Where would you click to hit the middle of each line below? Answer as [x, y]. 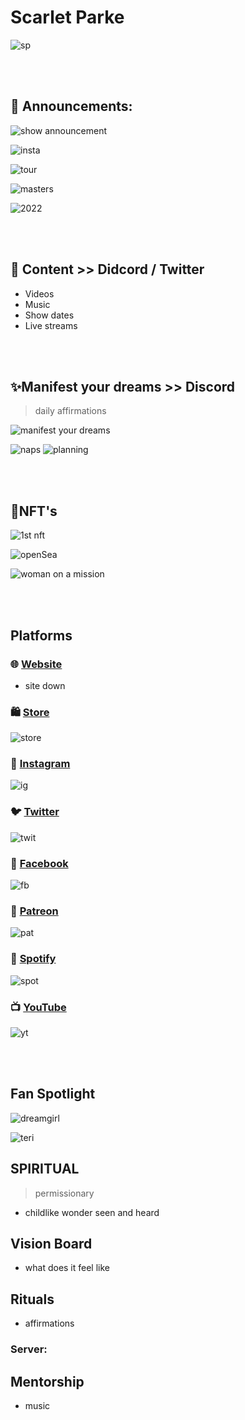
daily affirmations [70, 411]
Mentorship [47, 1381]
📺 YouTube [38, 1007]
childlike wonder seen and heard [92, 1212]
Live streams [51, 325]
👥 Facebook [39, 863]
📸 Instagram [40, 764]
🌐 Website [36, 664]
